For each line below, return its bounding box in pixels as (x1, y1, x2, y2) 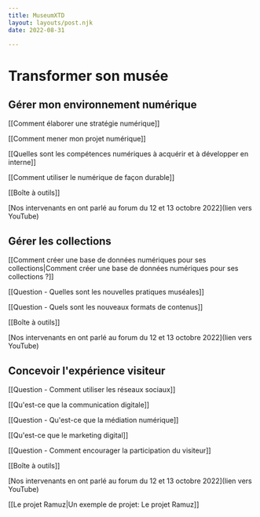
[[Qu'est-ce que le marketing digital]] (8, 431, 128, 440)
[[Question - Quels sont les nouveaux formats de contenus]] (8, 302, 203, 312)
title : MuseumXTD (8, 11, 65, 20)
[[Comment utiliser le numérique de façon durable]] (8, 173, 175, 182)
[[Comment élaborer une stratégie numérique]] (8, 119, 160, 128)
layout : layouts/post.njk (8, 19, 93, 27)
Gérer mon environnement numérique (8, 97, 197, 111)
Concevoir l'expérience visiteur (8, 364, 166, 377)
